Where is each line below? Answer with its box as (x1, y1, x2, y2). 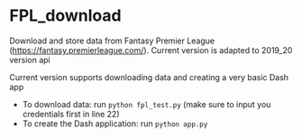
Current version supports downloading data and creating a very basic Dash (9, 71, 289, 82)
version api (9, 54, 51, 65)
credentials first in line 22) (22, 108, 120, 119)
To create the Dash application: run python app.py (22, 118, 208, 129)
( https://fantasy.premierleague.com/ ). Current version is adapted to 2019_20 (9, 44, 293, 55)
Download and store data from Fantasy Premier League (9, 35, 215, 46)
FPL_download (9, 5, 122, 26)
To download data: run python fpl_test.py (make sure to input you (22, 98, 271, 109)
